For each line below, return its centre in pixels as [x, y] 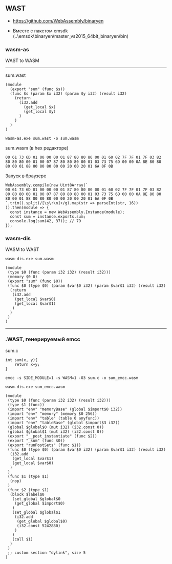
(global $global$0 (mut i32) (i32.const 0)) [56, 427]
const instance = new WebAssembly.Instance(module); [67, 212]
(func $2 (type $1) [28, 490]
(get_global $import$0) [40, 503]
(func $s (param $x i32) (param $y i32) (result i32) [68, 94]
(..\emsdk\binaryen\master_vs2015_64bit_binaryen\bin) [71, 36]
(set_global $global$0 [36, 499]
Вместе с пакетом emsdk [40, 31]
